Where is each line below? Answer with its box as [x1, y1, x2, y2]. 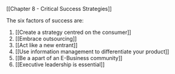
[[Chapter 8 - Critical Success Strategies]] [6, 5, 112, 12]
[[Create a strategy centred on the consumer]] [15, 29, 132, 36]
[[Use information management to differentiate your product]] [15, 48, 170, 55]
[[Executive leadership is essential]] [15, 61, 105, 68]
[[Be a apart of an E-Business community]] [15, 55, 123, 61]
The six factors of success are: [6, 17, 84, 24]
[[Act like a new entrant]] [15, 42, 78, 49]
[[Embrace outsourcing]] [15, 35, 77, 42]
